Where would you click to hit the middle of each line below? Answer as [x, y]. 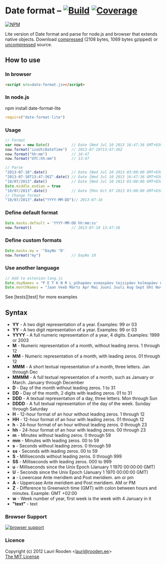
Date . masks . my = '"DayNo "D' [35, 251]
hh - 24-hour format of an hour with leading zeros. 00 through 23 [79, 430]
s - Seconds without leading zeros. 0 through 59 [62, 446]
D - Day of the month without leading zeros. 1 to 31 [64, 388]
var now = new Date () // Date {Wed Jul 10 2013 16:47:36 [75, 145]
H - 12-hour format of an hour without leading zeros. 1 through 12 [78, 414]
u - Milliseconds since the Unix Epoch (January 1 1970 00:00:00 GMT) [84, 467]
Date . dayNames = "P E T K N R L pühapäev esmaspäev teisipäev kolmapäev [82, 283]
